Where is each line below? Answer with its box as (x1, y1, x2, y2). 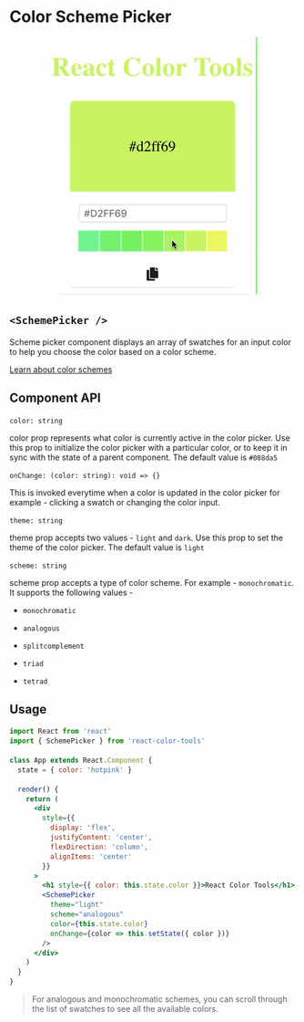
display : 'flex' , (49, 823, 117, 832)
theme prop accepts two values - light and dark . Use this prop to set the (9, 532, 284, 543)
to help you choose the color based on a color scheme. (9, 346, 217, 357)
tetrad (22, 677, 48, 686)
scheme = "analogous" (49, 910, 125, 919)
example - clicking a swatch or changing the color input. (9, 496, 221, 507)
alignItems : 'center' (49, 851, 132, 861)
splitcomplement (22, 641, 85, 651)
